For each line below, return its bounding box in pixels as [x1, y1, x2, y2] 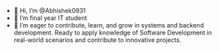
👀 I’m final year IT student [13, 14, 87, 22]
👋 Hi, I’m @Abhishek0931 [13, 7, 86, 14]
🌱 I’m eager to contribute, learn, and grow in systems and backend [13, 21, 204, 29]
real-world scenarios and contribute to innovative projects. [13, 36, 182, 44]
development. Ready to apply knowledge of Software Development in [13, 28, 213, 37]
